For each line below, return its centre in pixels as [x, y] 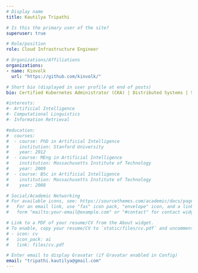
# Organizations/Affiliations [43, 60]
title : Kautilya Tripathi [38, 17]
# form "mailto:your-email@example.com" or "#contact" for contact [93, 212]
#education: [21, 130]
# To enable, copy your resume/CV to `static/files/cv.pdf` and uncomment [100, 228]
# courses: [21, 136]
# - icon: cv [22, 233]
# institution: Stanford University [55, 147]
